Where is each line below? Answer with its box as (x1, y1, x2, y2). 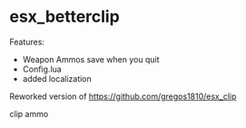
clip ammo (9, 108, 49, 119)
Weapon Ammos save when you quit (22, 54, 160, 64)
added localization (22, 73, 93, 84)
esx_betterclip (9, 6, 120, 27)
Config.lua (22, 64, 62, 74)
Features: (9, 36, 45, 47)
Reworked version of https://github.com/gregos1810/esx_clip (9, 91, 237, 102)
